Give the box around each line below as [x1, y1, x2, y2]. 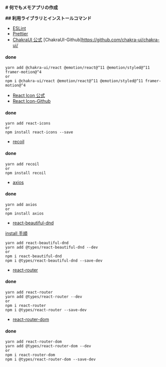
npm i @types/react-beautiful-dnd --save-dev [5, 258, 102, 263]
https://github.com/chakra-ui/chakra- [81, 37, 160, 43]
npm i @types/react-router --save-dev [5, 308, 87, 313]
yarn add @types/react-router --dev [5, 294, 82, 300]
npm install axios [5, 211, 44, 216]
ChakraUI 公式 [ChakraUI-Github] [12, 37, 82, 43]
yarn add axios [5, 202, 37, 207]
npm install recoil [5, 170, 46, 176]
